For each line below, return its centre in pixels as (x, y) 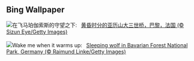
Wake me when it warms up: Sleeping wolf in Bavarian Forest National (100, 45)
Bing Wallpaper (35, 10)
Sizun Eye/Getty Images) (37, 32)
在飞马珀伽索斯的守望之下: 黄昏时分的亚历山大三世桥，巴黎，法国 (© (98, 25)
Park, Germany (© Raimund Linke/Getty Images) (66, 51)
